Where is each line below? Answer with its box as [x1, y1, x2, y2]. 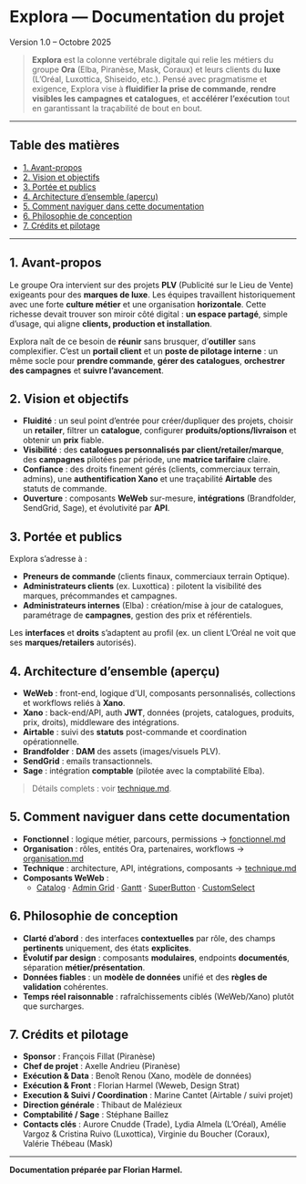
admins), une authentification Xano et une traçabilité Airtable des [22, 473, 273, 484]
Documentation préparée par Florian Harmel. [9, 1165, 183, 1176]
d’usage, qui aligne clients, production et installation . [9, 317, 212, 329]
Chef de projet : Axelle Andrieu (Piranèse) [22, 1061, 180, 1072]
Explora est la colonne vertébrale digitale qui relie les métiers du [31, 54, 274, 65]
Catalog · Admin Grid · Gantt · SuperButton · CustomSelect [36, 882, 255, 893]
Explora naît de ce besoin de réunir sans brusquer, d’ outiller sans [9, 336, 257, 347]
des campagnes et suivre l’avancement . [9, 365, 164, 376]
